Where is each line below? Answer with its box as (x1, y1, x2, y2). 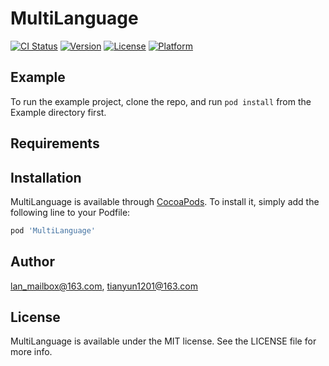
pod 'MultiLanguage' (10, 225, 97, 236)
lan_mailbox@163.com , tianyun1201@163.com (10, 280, 198, 292)
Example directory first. (10, 106, 107, 118)
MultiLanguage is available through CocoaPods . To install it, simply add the (10, 195, 320, 207)
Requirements (10, 135, 100, 152)
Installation (10, 169, 82, 186)
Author (10, 253, 55, 271)
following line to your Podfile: (10, 206, 131, 218)
